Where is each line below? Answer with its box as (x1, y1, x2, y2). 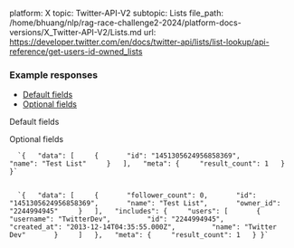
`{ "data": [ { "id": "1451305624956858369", (17, 151, 242, 161)
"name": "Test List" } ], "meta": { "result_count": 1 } (9, 159, 285, 168)
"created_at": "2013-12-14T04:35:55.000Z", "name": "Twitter (9, 223, 278, 232)
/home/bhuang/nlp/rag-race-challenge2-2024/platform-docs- (9, 17, 242, 28)
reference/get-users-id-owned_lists (9, 46, 143, 57)
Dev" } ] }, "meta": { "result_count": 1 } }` (9, 231, 270, 240)
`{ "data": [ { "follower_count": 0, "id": (17, 191, 257, 200)
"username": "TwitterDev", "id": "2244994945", (9, 215, 224, 224)
